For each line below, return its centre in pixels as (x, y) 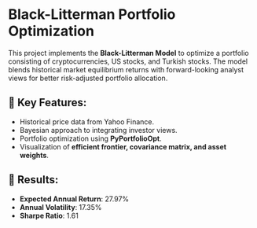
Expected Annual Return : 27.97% (74, 199)
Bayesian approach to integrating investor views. (99, 130)
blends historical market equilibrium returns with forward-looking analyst (126, 69)
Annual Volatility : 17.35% (61, 207)
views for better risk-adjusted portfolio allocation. (88, 78)
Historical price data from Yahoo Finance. (87, 121)
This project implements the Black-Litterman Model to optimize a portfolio (128, 53)
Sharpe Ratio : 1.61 (49, 215)
